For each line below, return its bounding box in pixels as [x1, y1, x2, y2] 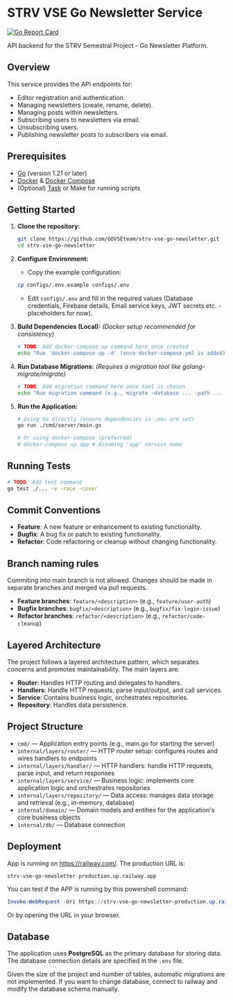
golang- [182, 362, 206, 370]
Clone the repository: [17, 222, 80, 231]
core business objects [17, 813, 81, 821]
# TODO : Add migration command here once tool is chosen [17, 383, 186, 390]
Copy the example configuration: [27, 268, 121, 277]
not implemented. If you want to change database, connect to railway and [7, 978, 218, 986]
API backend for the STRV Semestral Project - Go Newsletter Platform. [7, 41, 209, 49]
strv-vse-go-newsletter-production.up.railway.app [7, 872, 157, 880]
